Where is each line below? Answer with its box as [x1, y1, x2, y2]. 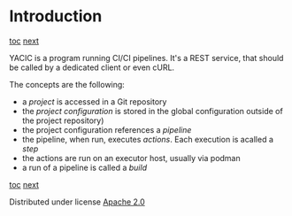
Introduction [9, 6, 103, 27]
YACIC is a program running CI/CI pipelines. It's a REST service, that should [9, 52, 284, 63]
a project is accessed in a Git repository [21, 96, 167, 107]
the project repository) [21, 115, 104, 126]
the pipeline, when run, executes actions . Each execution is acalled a [21, 134, 274, 144]
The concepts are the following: [9, 79, 126, 89]
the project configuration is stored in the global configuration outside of [21, 105, 283, 116]
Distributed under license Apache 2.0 [9, 197, 146, 207]
